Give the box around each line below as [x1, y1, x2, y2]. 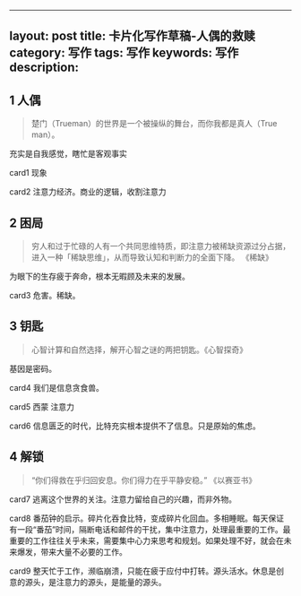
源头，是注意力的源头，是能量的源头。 [24, 576, 167, 587]
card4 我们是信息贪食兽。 [9, 382, 105, 393]
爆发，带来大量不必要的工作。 [16, 546, 127, 557]
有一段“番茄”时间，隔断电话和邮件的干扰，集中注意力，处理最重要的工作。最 [9, 523, 291, 534]
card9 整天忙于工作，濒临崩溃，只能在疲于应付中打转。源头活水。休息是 [9, 566, 277, 576]
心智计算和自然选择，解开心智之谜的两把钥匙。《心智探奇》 [30, 344, 248, 355]
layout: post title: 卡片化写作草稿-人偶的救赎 [9, 29, 256, 44]
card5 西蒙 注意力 [9, 401, 74, 412]
